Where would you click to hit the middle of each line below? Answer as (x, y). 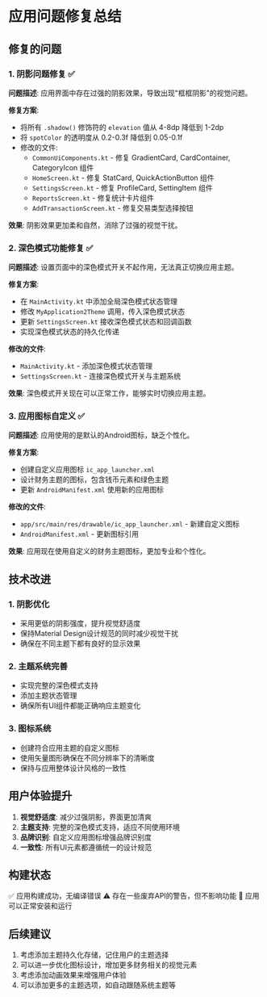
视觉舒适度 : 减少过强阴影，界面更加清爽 (86, 817)
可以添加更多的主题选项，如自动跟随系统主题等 (98, 985)
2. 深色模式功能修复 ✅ (51, 248)
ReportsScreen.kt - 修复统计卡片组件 (93, 198)
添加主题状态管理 (48, 696)
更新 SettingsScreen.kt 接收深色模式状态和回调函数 (106, 322)
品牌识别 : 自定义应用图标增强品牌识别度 (86, 837)
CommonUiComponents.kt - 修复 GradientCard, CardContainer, (131, 157)
